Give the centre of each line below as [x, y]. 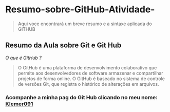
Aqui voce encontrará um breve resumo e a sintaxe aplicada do [85, 24]
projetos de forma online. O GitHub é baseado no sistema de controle [91, 79]
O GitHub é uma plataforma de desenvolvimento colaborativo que [87, 67]
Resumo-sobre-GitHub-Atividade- [80, 10]
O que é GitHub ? [24, 58]
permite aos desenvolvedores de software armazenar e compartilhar [90, 73]
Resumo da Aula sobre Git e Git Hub [63, 45]
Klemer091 [19, 104]
